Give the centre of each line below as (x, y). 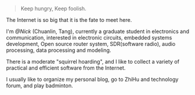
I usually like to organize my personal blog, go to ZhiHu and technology (92, 79)
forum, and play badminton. (40, 86)
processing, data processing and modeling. (59, 50)
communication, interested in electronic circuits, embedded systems (89, 37)
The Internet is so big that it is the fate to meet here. (69, 20)
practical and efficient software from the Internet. (66, 68)
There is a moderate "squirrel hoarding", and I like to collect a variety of (93, 62)
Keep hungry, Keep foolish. (53, 9)
